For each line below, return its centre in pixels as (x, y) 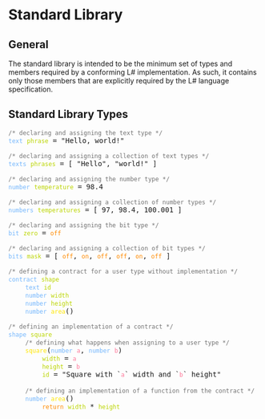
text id (38, 287)
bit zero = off (35, 233)
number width (47, 295)
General (29, 45)
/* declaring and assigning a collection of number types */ (112, 202)
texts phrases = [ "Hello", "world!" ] (83, 163)
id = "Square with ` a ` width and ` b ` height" (132, 374)
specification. (31, 89)
